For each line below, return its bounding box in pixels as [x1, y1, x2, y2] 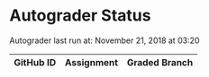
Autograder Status [9, 5, 151, 26]
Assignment [64, 56, 119, 68]
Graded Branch [126, 56, 194, 68]
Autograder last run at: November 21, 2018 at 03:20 [9, 35, 200, 46]
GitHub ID [14, 56, 57, 68]
